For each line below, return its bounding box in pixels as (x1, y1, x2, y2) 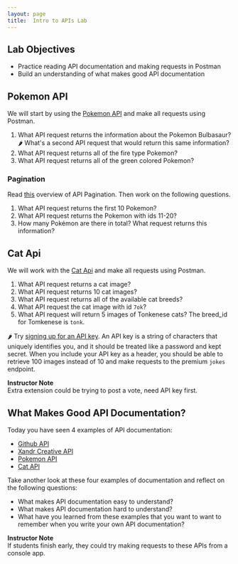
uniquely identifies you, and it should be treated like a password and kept (7, 342, 222, 351)
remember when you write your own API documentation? (17, 520, 185, 528)
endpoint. (7, 365, 36, 373)
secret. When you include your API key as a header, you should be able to (7, 350, 224, 358)
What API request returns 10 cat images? (17, 287, 137, 296)
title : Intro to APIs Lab (7, 17, 87, 24)
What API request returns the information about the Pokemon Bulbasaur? (17, 131, 232, 139)
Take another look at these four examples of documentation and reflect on (7, 476, 225, 484)
